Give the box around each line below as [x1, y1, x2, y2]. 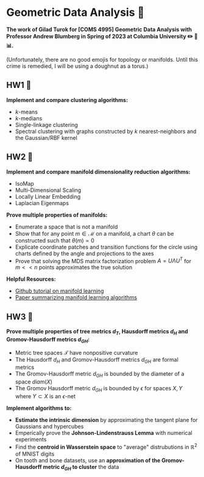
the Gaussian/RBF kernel [15, 134, 77, 141]
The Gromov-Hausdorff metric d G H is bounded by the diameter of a [15, 370, 185, 379]
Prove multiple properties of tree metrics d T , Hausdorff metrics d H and [6, 328, 189, 337]
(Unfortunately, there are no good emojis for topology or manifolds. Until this [6, 56, 199, 63]
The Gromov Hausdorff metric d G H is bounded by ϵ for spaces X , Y [15, 385, 183, 393]
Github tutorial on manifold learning [15, 287, 104, 295]
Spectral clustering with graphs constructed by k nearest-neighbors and [15, 128, 197, 135]
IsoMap [15, 180, 35, 187]
